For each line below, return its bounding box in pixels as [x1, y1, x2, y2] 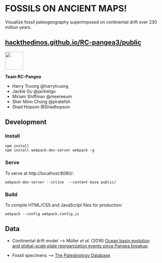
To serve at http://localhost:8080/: [5, 170, 74, 176]
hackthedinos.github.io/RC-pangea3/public [5, 39, 142, 47]
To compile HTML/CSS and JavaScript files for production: [5, 202, 123, 208]
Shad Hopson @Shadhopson [12, 103, 71, 110]
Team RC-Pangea [5, 74, 41, 80]
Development [5, 118, 47, 126]
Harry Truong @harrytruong [12, 83, 69, 89]
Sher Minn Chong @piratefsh [12, 99, 71, 104]
